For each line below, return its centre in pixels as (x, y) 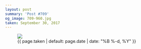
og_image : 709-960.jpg (28, 18)
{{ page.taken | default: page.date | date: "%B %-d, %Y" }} (77, 41)
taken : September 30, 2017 (33, 23)
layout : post (18, 9)
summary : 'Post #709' (27, 14)
